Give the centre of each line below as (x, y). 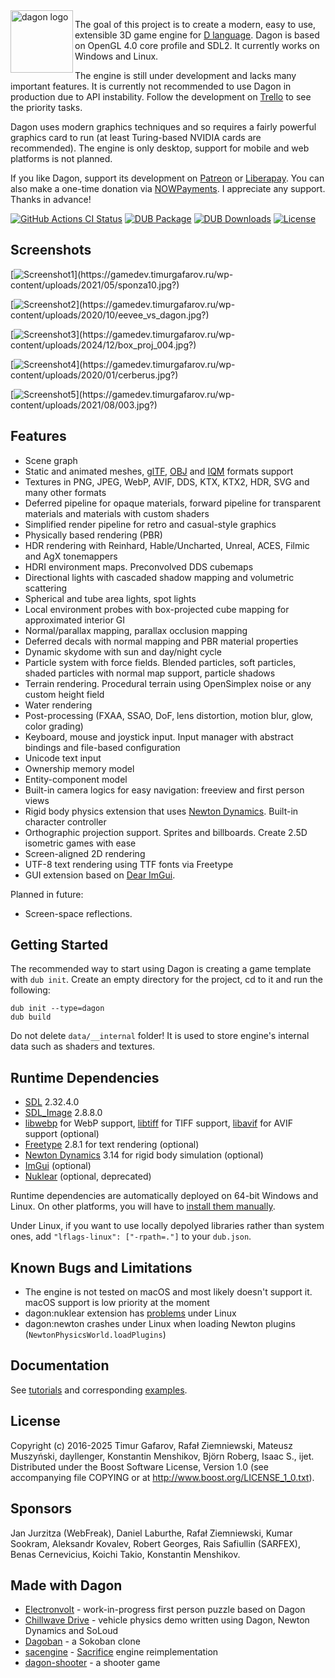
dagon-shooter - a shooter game (92, 1663)
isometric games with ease (80, 843)
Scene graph (51, 460)
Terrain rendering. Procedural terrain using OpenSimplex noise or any (168, 683)
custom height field (64, 694)
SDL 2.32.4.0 (52, 1102)
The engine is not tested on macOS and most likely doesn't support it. (168, 1292)
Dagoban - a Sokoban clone (82, 1641)
